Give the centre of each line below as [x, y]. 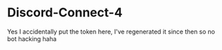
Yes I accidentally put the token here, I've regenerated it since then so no [111, 32]
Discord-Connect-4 [65, 13]
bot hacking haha [32, 38]
